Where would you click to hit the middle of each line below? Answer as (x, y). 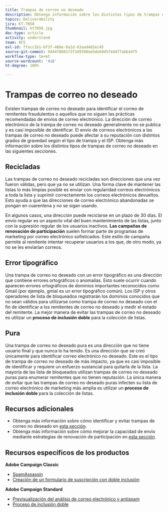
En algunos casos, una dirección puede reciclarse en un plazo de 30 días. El (84, 215)
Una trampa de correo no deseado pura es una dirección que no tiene (77, 345)
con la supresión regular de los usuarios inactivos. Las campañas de (76, 226)
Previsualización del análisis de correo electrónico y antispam (76, 499)
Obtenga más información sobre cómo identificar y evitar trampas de (83, 421)
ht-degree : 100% (22, 66)
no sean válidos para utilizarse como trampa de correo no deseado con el (81, 301)
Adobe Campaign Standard (34, 489)
